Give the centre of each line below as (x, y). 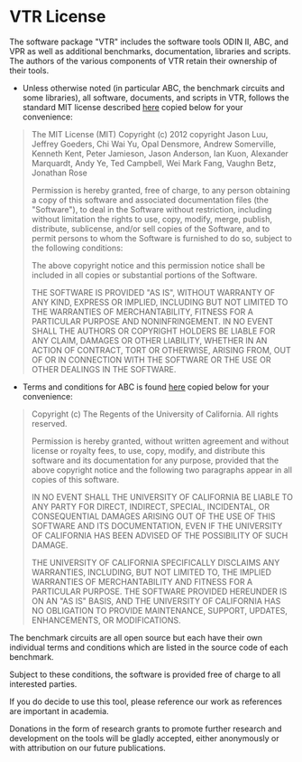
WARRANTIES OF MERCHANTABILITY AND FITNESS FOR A (142, 581)
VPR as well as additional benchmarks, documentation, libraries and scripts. (150, 51)
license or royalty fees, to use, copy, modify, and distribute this (148, 450)
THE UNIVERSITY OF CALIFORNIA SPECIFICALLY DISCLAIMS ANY (156, 562)
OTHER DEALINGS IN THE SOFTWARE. (104, 369)
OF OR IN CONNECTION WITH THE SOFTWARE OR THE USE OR (151, 360)
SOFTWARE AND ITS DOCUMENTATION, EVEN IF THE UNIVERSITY (157, 525)
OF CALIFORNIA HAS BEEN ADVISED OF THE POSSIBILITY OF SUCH (160, 535)
